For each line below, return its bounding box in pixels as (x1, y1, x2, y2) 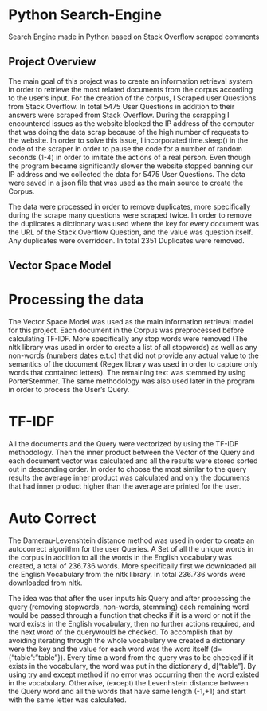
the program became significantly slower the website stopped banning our (8, 161, 253, 171)
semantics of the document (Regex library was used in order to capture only (8, 359, 259, 369)
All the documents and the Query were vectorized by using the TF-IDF (8, 439, 239, 449)
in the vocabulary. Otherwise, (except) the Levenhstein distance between (8, 678, 249, 687)
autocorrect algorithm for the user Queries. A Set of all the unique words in (8, 544, 253, 553)
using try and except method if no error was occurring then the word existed (8, 670, 260, 679)
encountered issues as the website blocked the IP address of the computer (8, 118, 255, 128)
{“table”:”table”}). (8, 652, 65, 662)
